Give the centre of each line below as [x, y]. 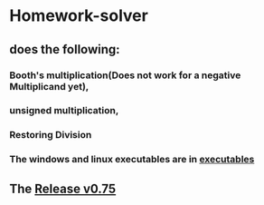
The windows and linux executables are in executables [132, 160]
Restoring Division [51, 135]
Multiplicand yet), [49, 86]
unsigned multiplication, [64, 111]
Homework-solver [79, 16]
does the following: [65, 49]
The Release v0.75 [63, 188]
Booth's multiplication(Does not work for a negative [125, 75]
